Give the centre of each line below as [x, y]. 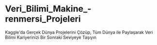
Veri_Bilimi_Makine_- [48, 9]
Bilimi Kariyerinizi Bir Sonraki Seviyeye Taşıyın [51, 37]
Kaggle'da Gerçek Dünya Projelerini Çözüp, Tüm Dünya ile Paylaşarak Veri [79, 32]
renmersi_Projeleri [43, 19]
